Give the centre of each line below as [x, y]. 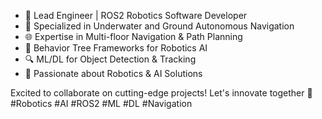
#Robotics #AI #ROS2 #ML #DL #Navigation [101, 103]
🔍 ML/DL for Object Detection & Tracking [110, 59]
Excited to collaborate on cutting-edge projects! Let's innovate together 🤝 [161, 93]
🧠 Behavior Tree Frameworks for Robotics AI [116, 48]
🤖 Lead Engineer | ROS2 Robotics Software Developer [136, 15]
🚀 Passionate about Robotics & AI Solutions [113, 73]
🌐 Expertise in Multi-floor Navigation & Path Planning [133, 36]
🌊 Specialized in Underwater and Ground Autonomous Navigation [159, 26]
